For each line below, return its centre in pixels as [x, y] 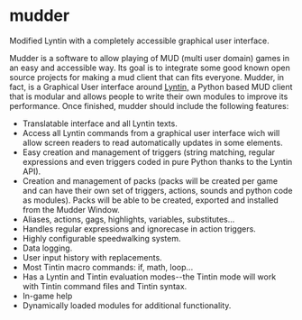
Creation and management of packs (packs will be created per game [150, 180]
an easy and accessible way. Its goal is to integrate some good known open [150, 68]
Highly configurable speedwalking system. [102, 238]
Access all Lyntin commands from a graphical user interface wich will [151, 133]
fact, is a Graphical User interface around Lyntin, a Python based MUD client [151, 87]
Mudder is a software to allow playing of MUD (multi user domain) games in [150, 58]
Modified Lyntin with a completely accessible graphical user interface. [139, 41]
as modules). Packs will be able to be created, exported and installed [151, 200]
